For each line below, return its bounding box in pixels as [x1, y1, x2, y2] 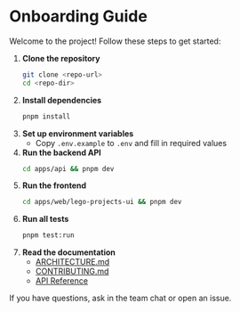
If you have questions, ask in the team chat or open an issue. [9, 292, 232, 304]
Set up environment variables [21, 127, 134, 139]
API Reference [35, 275, 89, 286]
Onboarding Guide [9, 6, 148, 27]
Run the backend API [21, 147, 102, 158]
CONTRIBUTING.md [35, 266, 109, 277]
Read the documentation [21, 247, 116, 258]
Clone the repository [21, 53, 100, 63]
